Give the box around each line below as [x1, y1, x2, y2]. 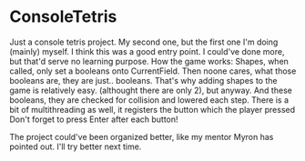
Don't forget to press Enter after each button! [9, 114, 179, 125]
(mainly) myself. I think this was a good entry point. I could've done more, [9, 45, 285, 56]
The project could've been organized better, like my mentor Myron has [9, 131, 274, 142]
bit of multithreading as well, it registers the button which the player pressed [9, 104, 296, 115]
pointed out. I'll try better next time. [9, 141, 142, 152]
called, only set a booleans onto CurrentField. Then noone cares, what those [9, 65, 297, 76]
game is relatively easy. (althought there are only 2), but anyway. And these [9, 85, 293, 96]
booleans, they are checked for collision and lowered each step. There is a [9, 94, 290, 106]
